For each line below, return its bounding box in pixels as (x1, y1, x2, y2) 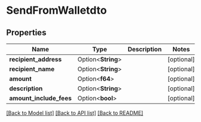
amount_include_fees (9, 94, 72, 102)
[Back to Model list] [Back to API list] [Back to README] (6, 109, 144, 117)
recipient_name (9, 65, 55, 73)
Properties (6, 28, 47, 38)
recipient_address (9, 55, 62, 63)
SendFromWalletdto (6, 4, 107, 17)
